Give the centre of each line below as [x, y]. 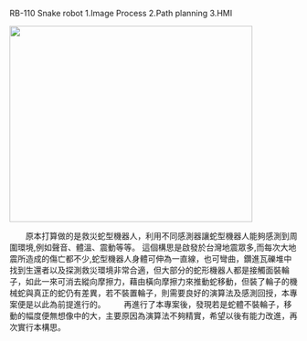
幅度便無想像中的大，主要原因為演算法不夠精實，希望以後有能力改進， [157, 315]
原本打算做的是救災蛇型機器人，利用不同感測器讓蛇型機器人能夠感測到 [157, 236]
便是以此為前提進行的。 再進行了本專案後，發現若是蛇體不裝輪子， [150, 304]
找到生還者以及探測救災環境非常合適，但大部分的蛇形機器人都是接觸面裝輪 [149, 270]
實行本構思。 [41, 327]
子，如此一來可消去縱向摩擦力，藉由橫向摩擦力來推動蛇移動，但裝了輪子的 [149, 281]
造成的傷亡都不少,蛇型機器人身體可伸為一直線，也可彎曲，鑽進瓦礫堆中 [159, 258]
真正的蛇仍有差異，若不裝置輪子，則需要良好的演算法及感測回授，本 [161, 293]
